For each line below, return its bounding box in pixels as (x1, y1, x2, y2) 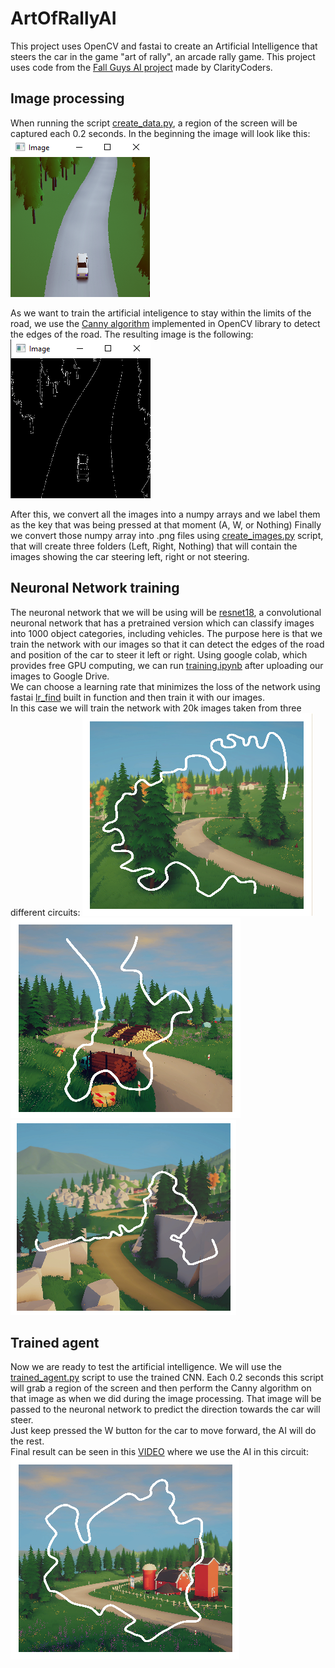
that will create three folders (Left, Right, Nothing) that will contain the (10, 540, 298, 552)
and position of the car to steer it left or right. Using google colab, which (10, 648, 308, 661)
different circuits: (10, 906, 81, 918)
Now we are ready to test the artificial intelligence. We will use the (10, 1361, 282, 1373)
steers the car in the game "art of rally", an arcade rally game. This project (10, 50, 316, 62)
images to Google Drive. (10, 670, 110, 682)
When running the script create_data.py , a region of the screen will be (10, 117, 298, 129)
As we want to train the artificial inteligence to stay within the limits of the (10, 307, 312, 319)
